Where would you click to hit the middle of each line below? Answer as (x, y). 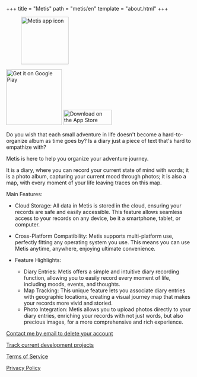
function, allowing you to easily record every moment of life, (97, 278)
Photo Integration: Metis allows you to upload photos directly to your (107, 309)
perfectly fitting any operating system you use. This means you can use (102, 242)
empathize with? (26, 147)
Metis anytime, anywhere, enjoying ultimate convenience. (85, 249)
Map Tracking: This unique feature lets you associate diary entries (104, 290)
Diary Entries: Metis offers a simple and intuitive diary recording (101, 271)
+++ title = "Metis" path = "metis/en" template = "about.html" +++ (87, 9)
